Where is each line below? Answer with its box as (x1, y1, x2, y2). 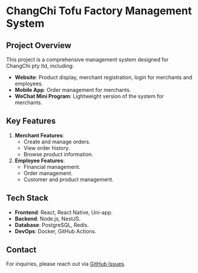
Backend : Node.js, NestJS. (14, 215, 81, 222)
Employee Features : (14, 157, 65, 164)
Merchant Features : (14, 131, 64, 139)
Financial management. (23, 163, 81, 170)
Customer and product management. (23, 176, 114, 183)
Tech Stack (6, 193, 48, 203)
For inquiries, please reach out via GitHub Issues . (6, 261, 126, 268)
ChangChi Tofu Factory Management (6, 4, 192, 18)
